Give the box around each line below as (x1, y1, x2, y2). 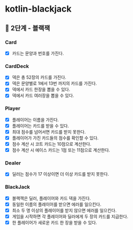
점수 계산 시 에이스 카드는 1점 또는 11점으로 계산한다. (12, 147, 110, 153)
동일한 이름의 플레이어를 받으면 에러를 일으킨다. (12, 201, 102, 207)
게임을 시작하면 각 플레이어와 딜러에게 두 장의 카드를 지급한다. (12, 214, 129, 219)
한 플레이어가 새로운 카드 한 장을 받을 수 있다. (12, 220, 98, 226)
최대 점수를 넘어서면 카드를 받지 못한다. (12, 129, 86, 134)
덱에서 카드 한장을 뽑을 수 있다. (12, 86, 70, 93)
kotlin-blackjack (5, 3, 72, 15)
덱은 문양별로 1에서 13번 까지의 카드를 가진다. (12, 81, 97, 86)
